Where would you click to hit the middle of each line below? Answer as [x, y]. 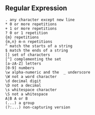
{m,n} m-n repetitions [29, 41]
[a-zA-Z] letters [23, 63]
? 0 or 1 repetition [27, 33]
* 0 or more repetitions [31, 24]
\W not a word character [31, 76]
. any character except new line [40, 19]
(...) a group [20, 103]
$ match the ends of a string [37, 50]
